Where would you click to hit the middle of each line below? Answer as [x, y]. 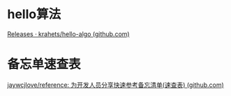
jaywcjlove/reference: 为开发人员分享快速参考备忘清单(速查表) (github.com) [116, 85]
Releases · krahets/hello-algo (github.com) [69, 34]
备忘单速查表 [44, 64]
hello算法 [34, 14]
